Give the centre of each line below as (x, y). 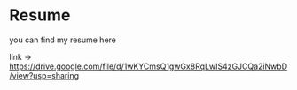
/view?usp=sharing (44, 75)
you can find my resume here (63, 40)
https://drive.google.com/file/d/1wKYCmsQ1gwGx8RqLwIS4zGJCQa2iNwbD (148, 66)
